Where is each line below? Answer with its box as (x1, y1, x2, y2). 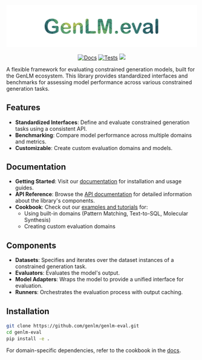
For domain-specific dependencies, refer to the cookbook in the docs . (6, 347, 181, 354)
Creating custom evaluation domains (24, 223, 116, 230)
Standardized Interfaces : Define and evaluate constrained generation (15, 119, 190, 126)
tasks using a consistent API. (15, 125, 87, 132)
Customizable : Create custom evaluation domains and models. (15, 144, 173, 151)
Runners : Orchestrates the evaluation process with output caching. (15, 289, 183, 296)
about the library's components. (15, 197, 95, 205)
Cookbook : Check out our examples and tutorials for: (15, 203, 148, 211)
